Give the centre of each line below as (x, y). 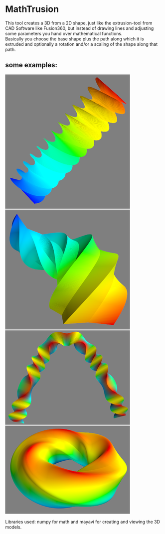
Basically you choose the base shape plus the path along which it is (75, 39)
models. (13, 527)
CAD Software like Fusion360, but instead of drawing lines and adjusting (80, 28)
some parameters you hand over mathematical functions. (64, 33)
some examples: (31, 65)
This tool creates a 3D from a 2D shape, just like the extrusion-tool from (79, 23)
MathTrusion (32, 9)
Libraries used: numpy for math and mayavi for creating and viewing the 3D (83, 522)
